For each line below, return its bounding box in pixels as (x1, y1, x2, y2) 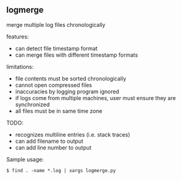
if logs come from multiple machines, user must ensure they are (15, 94, 176, 101)
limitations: (6, 63, 34, 70)
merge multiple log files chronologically (6, 21, 106, 28)
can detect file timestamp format (15, 45, 98, 52)
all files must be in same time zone (15, 107, 103, 115)
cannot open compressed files (15, 81, 92, 88)
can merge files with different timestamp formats (15, 51, 139, 59)
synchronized (15, 101, 50, 108)
